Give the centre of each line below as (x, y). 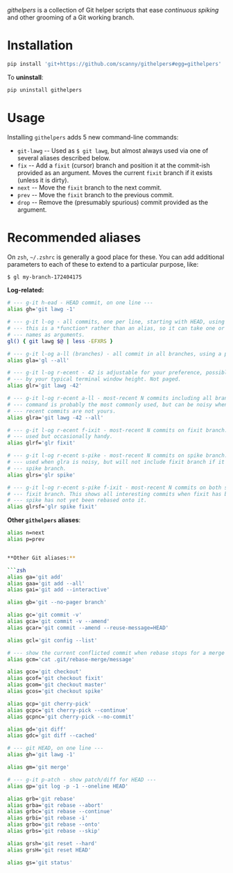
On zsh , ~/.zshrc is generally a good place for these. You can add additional (116, 257)
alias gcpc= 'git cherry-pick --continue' (68, 710)
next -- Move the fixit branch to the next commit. (89, 188)
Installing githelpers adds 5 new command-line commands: (93, 137)
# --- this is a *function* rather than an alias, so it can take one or (116, 329)
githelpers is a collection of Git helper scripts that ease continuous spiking (113, 10)
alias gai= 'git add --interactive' (59, 590)
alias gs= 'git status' (40, 863)
